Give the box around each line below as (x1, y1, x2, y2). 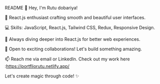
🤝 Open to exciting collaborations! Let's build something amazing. (5, 46, 142, 52)
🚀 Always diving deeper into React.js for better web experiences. (5, 36, 141, 42)
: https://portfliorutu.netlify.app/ (5, 63, 70, 69)
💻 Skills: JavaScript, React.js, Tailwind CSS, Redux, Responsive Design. (5, 25, 155, 30)
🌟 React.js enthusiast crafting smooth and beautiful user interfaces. (5, 15, 146, 20)
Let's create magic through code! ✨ (5, 73, 79, 79)
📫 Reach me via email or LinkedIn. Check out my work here (5, 56, 130, 62)
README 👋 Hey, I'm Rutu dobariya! (5, 5, 78, 11)
